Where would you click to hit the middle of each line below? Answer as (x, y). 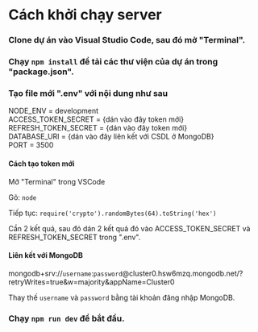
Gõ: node (23, 197)
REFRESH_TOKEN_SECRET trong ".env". (75, 237)
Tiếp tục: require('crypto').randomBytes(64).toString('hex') (112, 213)
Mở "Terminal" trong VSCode (57, 181)
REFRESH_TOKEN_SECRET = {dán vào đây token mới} (98, 128)
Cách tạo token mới (42, 164)
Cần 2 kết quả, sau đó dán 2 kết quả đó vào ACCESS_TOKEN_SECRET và (129, 228)
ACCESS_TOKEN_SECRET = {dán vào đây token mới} (96, 119)
